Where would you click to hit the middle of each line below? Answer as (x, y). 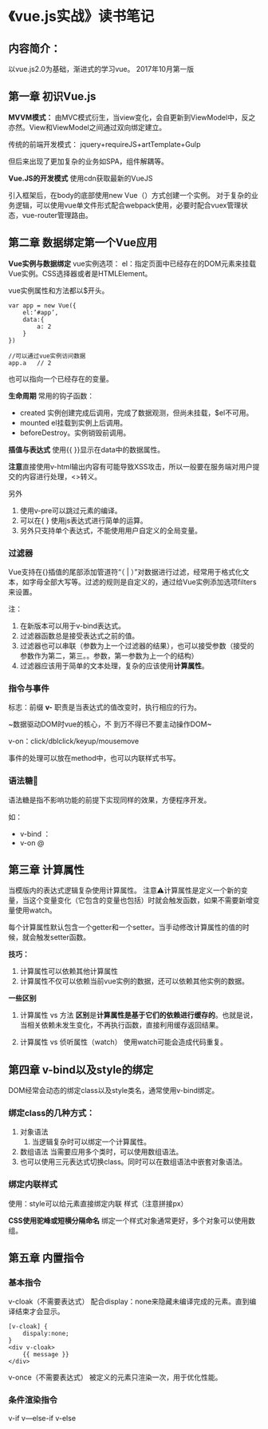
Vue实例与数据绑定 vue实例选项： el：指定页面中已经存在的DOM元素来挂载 (132, 263)
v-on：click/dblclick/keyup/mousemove (74, 741)
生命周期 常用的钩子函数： (51, 395)
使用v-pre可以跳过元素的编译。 (71, 510)
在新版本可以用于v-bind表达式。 (73, 625)
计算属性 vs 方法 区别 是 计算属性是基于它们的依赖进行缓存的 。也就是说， (138, 1015)
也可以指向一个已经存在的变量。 (61, 378)
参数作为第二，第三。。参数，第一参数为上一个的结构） (109, 655)
